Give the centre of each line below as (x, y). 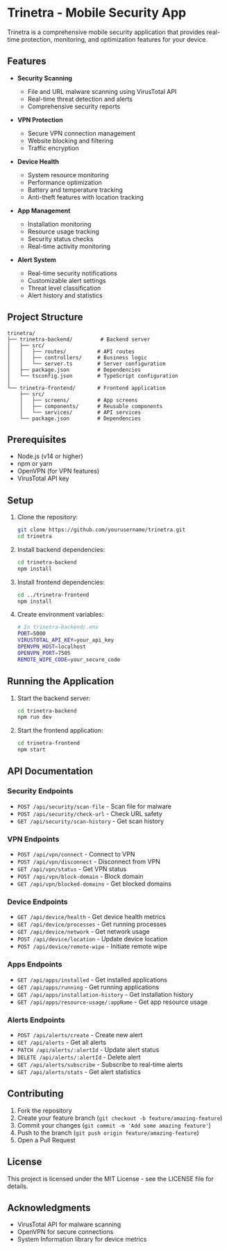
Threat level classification (64, 288)
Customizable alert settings (67, 280)
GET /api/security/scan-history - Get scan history (91, 821)
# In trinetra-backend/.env (58, 627)
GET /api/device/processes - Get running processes (92, 924)
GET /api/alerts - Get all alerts (61, 1042)
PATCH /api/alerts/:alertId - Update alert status (88, 1049)
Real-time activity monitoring (69, 246)
